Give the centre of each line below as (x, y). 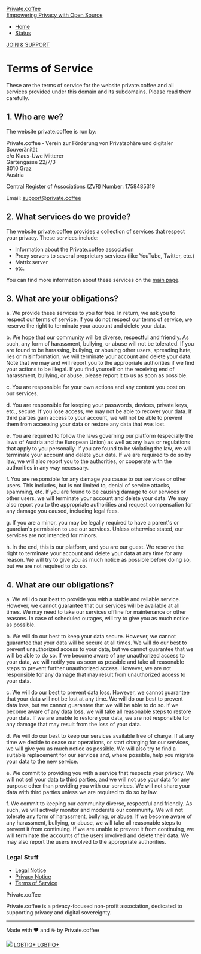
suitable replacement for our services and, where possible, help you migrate (100, 755)
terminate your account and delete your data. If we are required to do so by (99, 455)
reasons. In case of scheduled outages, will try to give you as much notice (98, 619)
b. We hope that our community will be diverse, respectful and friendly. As (98, 337)
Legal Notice (31, 870)
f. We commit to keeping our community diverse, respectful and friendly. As (99, 804)
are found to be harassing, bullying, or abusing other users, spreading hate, (99, 350)
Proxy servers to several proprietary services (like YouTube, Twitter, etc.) (105, 255)
